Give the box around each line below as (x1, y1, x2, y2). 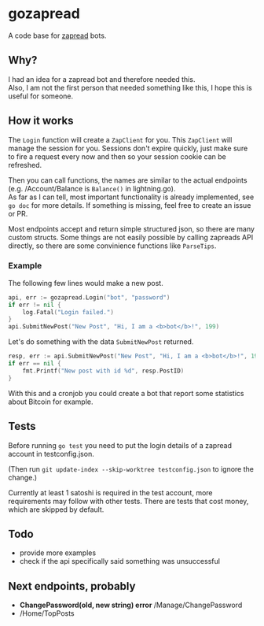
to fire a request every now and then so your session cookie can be (8, 151, 226, 161)
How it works (8, 114, 74, 128)
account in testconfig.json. (8, 449, 94, 458)
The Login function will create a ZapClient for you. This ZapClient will (8, 135, 233, 144)
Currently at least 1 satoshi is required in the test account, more (8, 487, 214, 497)
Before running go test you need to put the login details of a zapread (8, 440, 232, 450)
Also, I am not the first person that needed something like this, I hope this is (8, 83, 253, 92)
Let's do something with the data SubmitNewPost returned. (8, 337, 194, 346)
